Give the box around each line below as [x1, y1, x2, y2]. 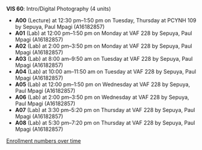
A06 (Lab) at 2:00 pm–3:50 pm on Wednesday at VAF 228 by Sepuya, [14, 93, 189, 101]
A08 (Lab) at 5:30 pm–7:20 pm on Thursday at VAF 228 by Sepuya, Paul [14, 119, 195, 126]
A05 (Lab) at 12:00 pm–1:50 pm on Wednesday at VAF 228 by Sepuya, [14, 81, 191, 88]
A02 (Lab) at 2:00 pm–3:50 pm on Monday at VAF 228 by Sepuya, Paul [14, 42, 192, 49]
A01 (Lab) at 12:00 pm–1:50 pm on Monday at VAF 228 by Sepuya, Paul [14, 30, 192, 37]
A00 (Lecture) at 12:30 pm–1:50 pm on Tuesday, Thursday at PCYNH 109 [14, 17, 197, 23]
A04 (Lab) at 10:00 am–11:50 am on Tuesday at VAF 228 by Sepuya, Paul [14, 68, 197, 75]
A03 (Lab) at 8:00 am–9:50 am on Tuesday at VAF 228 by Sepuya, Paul [14, 55, 193, 62]
